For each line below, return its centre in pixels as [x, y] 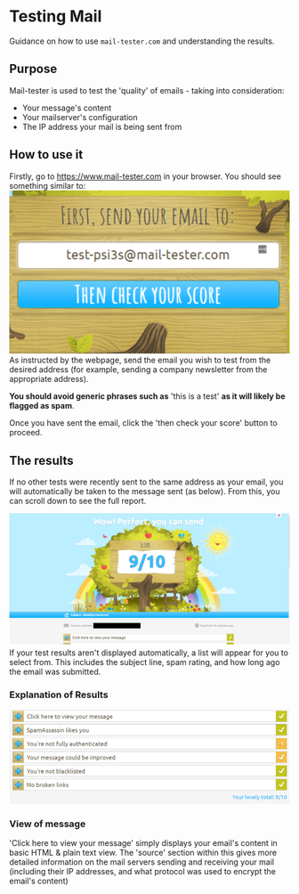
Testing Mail [56, 16]
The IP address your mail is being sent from [102, 126]
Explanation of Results [59, 695]
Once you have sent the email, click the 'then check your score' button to [143, 423]
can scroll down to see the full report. [78, 501]
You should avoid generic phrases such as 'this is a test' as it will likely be [147, 396]
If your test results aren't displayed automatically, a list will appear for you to [149, 653]
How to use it [46, 154]
